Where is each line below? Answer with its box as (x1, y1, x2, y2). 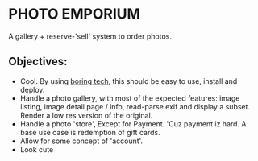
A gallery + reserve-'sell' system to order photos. (8, 31, 172, 41)
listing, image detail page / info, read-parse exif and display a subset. (19, 101, 251, 111)
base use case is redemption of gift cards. (19, 127, 160, 137)
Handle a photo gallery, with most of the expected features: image (19, 93, 240, 103)
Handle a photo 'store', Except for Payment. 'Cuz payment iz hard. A (19, 118, 247, 129)
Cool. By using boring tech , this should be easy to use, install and (19, 76, 238, 85)
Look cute (19, 144, 54, 154)
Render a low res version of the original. (19, 110, 153, 120)
